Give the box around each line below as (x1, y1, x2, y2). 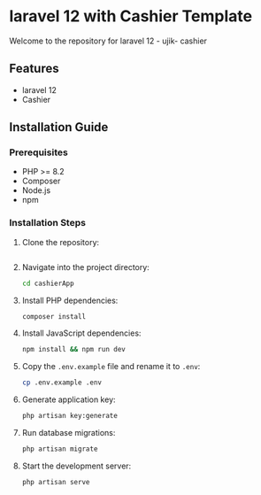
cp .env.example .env (21, 378, 102, 387)
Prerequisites (9, 146, 68, 159)
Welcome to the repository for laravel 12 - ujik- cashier (9, 35, 208, 46)
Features (9, 61, 59, 76)
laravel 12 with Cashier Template (9, 6, 253, 27)
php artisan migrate (21, 445, 98, 453)
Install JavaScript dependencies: (21, 328, 142, 338)
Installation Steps (9, 217, 87, 229)
